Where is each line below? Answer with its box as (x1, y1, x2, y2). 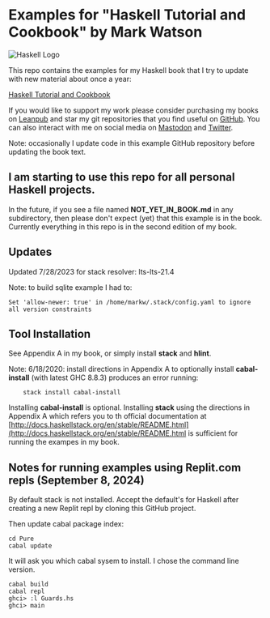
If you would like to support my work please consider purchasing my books (8, 105, 259, 115)
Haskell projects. (8, 183, 95, 197)
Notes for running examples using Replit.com (8, 460, 242, 475)
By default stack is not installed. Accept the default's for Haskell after (8, 495, 239, 505)
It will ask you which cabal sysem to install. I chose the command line (8, 556, 240, 566)
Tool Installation (8, 326, 91, 341)
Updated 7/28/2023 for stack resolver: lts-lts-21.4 (8, 266, 175, 276)
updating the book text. (8, 147, 86, 156)
